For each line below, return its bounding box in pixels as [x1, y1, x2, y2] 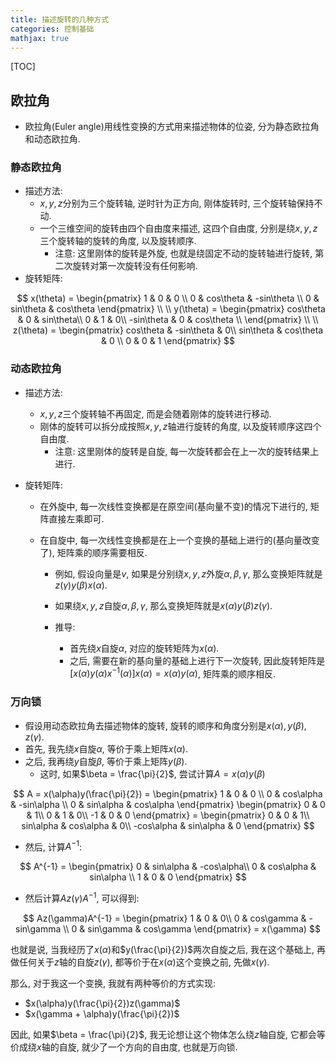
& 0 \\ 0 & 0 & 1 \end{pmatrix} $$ [101, 335, 235, 347]
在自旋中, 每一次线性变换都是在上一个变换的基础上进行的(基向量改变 [39, 534, 320, 546]
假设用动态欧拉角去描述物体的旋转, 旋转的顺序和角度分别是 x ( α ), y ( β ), [24, 719, 307, 731]
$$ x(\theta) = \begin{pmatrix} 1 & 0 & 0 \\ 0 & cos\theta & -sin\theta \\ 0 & [16, 292, 320, 305]
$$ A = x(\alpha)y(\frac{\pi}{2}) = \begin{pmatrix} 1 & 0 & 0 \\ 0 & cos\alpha [13, 787, 323, 800]
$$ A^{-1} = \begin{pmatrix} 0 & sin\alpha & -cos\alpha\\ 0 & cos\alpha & [19, 861, 317, 873]
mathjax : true [10, 33, 70, 43]
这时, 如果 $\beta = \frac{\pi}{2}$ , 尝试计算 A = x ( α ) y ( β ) [39, 767, 266, 780]
